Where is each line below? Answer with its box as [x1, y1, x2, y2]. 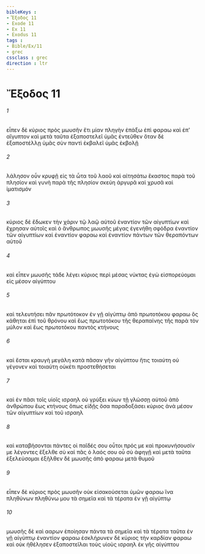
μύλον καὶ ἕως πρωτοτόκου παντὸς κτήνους [6, 323, 119, 331]
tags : [6, 37, 23, 44]
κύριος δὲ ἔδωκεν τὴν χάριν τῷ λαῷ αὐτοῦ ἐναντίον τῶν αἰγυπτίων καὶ [6, 218, 189, 226]
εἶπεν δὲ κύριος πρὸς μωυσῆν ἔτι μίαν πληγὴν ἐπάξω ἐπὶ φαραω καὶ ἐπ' [6, 126, 191, 134]
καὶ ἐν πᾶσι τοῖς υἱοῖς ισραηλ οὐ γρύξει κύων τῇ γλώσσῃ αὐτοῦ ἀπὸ [6, 396, 179, 403]
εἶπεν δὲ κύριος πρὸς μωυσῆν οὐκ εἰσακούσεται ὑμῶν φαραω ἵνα [6, 488, 174, 495]
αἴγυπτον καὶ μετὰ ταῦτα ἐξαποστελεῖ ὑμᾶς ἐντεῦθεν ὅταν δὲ [6, 132, 164, 140]
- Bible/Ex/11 [6, 44, 43, 50]
